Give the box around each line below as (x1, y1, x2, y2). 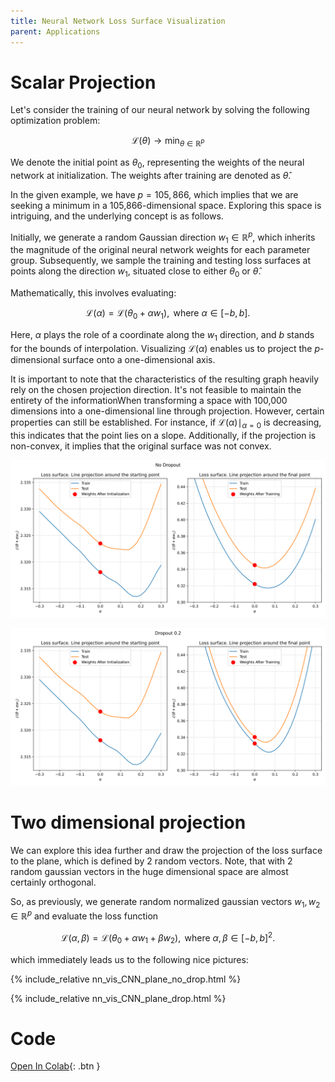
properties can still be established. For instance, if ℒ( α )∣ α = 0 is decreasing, (10, 416, 322, 430)
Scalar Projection (10, 71, 157, 94)
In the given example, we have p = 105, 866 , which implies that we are (10, 189, 299, 201)
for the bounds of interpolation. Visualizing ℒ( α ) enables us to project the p (10, 342, 321, 354)
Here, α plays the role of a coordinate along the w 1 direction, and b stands (10, 329, 315, 343)
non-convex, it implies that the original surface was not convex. (10, 440, 272, 452)
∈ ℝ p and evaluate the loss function (10, 908, 159, 922)
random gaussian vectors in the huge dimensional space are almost (10, 865, 289, 877)
